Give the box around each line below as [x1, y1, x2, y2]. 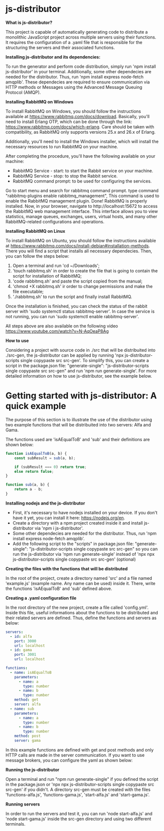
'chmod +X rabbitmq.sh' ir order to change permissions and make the [12, 283, 153, 289]
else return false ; [14, 469, 54, 474]
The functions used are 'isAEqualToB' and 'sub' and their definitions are [5, 436, 150, 442]
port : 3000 [14, 638, 37, 644]
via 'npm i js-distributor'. [34, 525, 84, 531]
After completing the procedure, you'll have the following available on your [5, 153, 156, 159]
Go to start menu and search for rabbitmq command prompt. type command [5, 187, 159, 193]
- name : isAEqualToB [10, 670, 52, 675]
